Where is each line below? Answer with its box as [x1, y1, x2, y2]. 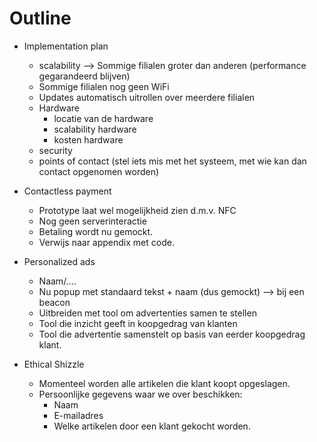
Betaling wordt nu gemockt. [38, 225, 154, 237]
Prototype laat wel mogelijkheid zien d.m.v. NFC [38, 204, 237, 216]
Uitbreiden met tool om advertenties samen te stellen [38, 307, 257, 319]
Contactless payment [23, 185, 112, 197]
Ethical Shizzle [23, 358, 85, 370]
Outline [9, 7, 72, 30]
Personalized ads [23, 255, 96, 267]
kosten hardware [53, 133, 124, 146]
